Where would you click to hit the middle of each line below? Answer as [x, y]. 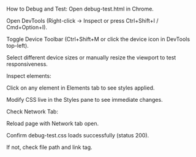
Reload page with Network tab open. [53, 123]
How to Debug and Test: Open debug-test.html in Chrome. [80, 9]
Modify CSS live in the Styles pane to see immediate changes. [85, 100]
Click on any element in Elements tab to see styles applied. [81, 88]
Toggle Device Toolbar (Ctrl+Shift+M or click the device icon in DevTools [98, 39]
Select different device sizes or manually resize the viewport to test [91, 57]
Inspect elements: [29, 76]
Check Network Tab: [32, 112]
